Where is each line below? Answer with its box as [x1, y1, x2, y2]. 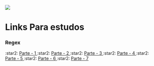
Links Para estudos [5, 22, 84, 33]
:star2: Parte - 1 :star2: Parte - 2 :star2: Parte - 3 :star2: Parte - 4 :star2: [5, 50, 150, 56]
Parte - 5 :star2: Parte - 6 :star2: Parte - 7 [5, 56, 89, 62]
